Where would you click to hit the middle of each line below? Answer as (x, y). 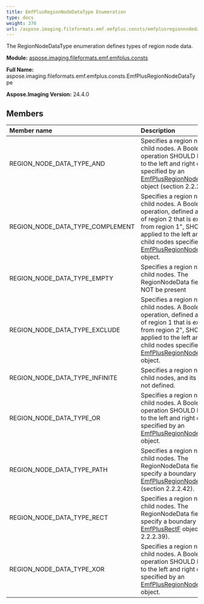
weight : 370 (21, 23)
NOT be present (163, 290)
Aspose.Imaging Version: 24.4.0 (48, 94)
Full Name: (20, 70)
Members (25, 113)
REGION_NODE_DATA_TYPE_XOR (57, 569)
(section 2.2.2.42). (168, 489)
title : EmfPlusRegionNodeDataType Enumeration (66, 12)
